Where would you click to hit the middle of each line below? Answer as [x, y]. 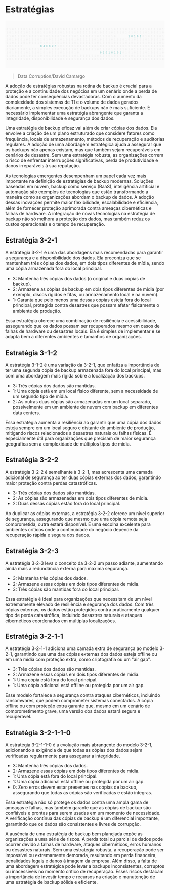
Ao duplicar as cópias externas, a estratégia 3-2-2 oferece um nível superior [85, 513]
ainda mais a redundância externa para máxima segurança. [67, 568]
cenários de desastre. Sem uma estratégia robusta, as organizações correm [84, 155]
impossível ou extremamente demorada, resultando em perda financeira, [81, 855]
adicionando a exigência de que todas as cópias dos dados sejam [74, 750]
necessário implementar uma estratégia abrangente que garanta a [74, 113]
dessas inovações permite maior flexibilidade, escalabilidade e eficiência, [82, 203]
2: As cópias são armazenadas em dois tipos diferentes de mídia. [80, 498]
